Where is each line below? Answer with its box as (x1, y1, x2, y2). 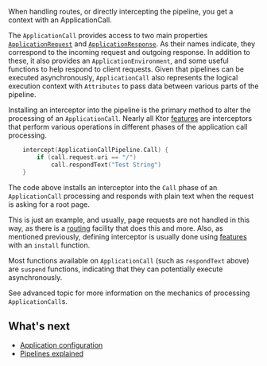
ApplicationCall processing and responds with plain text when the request (8, 191, 254, 201)
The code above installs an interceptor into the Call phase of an (8, 182, 218, 192)
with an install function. (8, 240, 91, 250)
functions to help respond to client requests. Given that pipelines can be (8, 64, 245, 74)
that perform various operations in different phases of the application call (8, 123, 248, 131)
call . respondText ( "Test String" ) (50, 161, 161, 169)
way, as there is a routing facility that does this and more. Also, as (8, 223, 224, 233)
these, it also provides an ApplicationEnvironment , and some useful (8, 56, 229, 65)
